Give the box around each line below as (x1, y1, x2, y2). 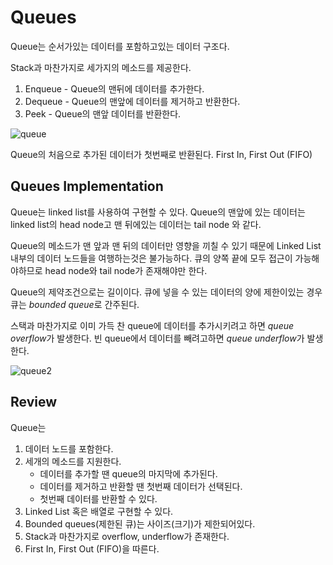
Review (10, 394, 58, 411)
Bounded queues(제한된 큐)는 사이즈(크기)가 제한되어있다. (24, 517, 256, 530)
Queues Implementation (10, 178, 164, 195)
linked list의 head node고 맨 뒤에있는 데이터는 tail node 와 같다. (10, 218, 262, 230)
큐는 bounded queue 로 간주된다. (10, 298, 140, 310)
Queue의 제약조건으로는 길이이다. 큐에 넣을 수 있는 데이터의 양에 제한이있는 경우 (10, 286, 323, 298)
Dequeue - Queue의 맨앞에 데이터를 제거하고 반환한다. (24, 95, 241, 107)
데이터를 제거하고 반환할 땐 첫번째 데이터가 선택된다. (39, 480, 243, 492)
